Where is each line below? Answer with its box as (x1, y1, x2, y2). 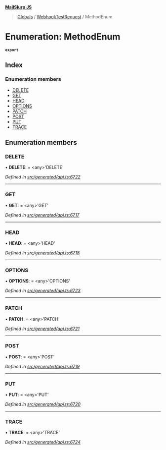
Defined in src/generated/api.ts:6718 (5, 250, 80, 256)
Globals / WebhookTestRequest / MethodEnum (17, 14, 113, 19)
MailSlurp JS (5, 4, 32, 10)
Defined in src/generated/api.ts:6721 (5, 326, 80, 332)
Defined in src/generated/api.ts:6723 (5, 287, 81, 294)
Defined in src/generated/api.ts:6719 (5, 363, 80, 369)
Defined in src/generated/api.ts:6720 (5, 401, 81, 407)
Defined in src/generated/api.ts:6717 (5, 212, 80, 218)
